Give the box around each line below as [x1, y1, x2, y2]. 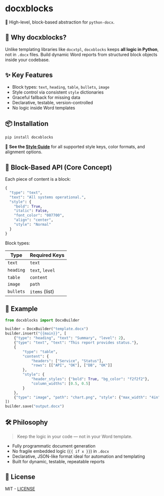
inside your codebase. [5, 57, 50, 63]
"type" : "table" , [22, 349, 58, 354]
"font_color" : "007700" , [14, 213, 64, 218]
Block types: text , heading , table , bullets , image [12, 84, 110, 90]
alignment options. [5, 149, 42, 155]
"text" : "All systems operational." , [9, 194, 86, 200]
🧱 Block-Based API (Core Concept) [5, 163, 112, 171]
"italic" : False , [14, 209, 49, 213]
